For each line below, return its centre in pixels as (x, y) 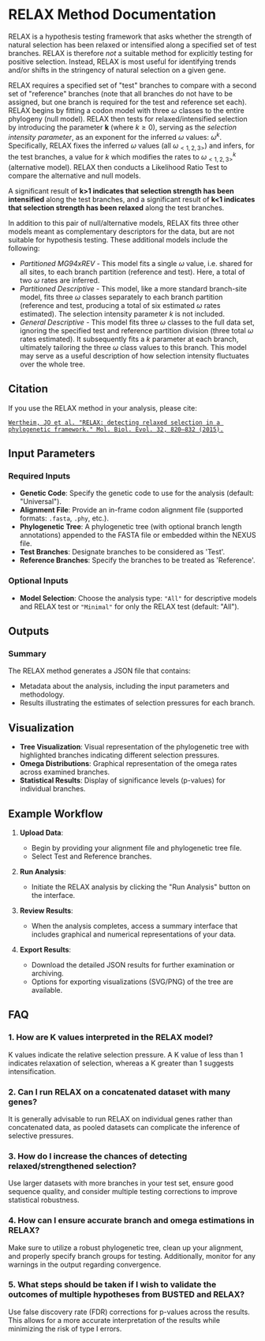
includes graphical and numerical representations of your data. (134, 934)
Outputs (29, 631)
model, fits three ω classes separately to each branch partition (121, 297)
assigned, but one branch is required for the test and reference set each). (127, 102)
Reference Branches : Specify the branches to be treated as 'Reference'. (137, 560)
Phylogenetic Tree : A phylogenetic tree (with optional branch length (131, 527)
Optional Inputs (38, 580)
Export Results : (45, 949)
